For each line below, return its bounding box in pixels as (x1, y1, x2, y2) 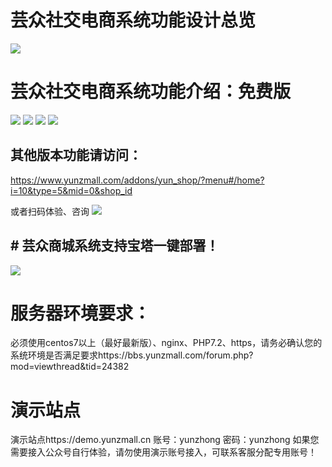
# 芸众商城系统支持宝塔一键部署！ (10, 237, 220, 255)
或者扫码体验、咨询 (10, 205, 90, 217)
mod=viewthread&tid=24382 (10, 361, 130, 373)
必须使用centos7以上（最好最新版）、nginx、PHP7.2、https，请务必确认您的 (10, 337, 323, 349)
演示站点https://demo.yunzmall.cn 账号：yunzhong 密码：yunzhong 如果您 (10, 434, 320, 446)
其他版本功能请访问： (10, 147, 142, 164)
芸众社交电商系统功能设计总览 (10, 9, 257, 32)
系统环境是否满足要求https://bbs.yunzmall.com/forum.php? (10, 349, 254, 361)
